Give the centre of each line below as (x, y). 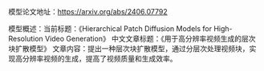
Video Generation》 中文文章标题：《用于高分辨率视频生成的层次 (150, 39)
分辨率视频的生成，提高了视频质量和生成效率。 (100, 59)
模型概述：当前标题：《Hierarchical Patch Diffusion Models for (110, 29)
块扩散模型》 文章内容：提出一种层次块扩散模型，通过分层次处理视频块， (129, 49)
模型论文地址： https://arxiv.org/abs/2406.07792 (88, 12)
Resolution (26, 39)
